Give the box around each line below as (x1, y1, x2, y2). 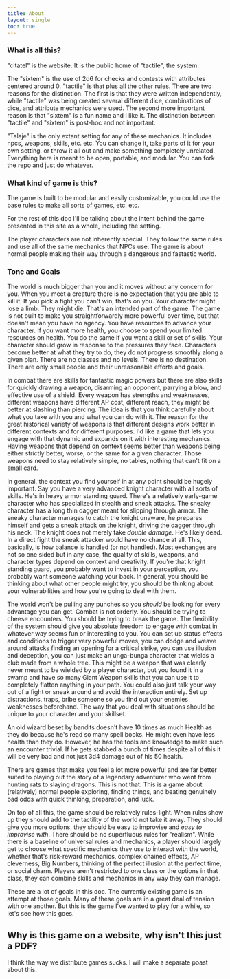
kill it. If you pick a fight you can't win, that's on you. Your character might (7, 297, 216, 305)
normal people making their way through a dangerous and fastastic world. (7, 249, 216, 258)
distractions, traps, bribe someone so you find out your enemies (7, 696, 189, 704)
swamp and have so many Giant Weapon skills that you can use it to (7, 674, 200, 682)
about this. (7, 966, 38, 974)
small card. (7, 464, 38, 472)
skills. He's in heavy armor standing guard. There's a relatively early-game (7, 492, 218, 500)
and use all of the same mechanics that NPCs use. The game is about (7, 242, 204, 250)
